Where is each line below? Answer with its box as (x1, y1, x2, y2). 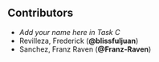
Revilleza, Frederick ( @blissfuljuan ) (18, 36, 139, 45)
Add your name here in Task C (18, 27, 120, 37)
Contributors (7, 6, 74, 20)
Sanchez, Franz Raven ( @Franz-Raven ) (18, 44, 152, 54)
